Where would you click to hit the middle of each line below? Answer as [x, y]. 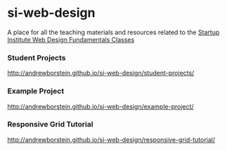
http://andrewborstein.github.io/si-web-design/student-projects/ [101, 73]
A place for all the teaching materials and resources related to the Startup [113, 32]
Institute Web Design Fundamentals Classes [71, 39]
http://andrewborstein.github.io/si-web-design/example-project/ [101, 106]
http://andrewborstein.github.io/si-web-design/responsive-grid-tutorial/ [111, 139]
